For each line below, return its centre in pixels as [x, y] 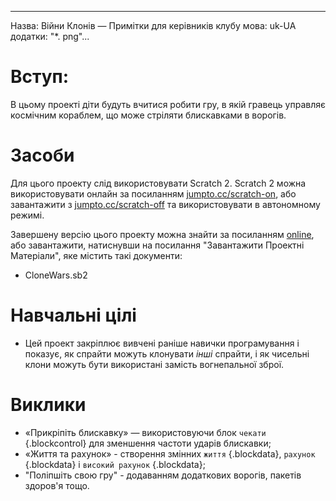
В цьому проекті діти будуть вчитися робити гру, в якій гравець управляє [168, 104]
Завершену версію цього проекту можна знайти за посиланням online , [162, 234]
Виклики [48, 405]
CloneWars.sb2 [56, 275]
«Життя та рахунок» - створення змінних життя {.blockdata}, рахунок [170, 453]
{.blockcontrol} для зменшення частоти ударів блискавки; [148, 443]
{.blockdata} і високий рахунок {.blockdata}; [115, 464]
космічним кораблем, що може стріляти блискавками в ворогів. [148, 115]
